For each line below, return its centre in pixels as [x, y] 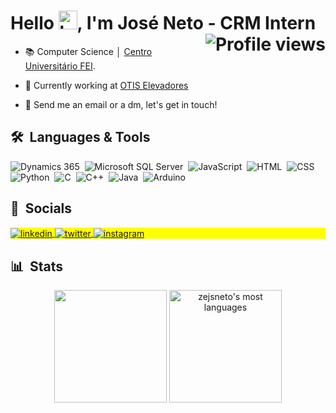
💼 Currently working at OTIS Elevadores [106, 85]
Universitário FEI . [60, 66]
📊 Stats [37, 266]
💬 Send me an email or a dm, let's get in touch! [121, 104]
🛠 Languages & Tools [80, 137]
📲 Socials [41, 208]
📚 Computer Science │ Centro [88, 51]
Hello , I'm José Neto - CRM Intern [163, 23]
